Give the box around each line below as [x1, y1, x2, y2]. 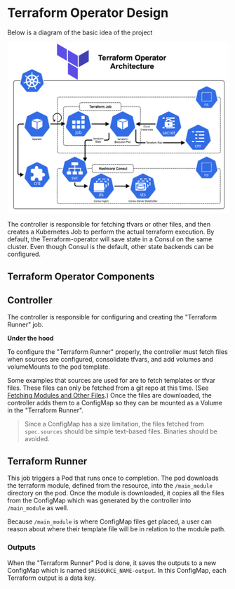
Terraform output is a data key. [7, 574, 97, 582]
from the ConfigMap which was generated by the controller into [7, 496, 192, 505]
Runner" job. [7, 320, 44, 329]
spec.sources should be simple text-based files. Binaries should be [24, 427, 217, 436]
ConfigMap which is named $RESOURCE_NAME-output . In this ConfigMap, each [7, 566, 227, 574]
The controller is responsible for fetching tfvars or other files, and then [7, 220, 211, 229]
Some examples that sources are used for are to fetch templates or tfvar [7, 376, 216, 385]
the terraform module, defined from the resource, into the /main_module [7, 481, 213, 490]
